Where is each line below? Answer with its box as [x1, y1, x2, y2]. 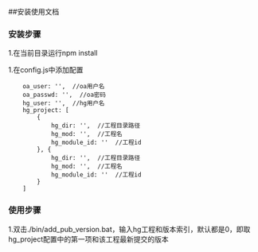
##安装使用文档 [8, 7, 60, 16]
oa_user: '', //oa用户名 [22, 83, 105, 91]
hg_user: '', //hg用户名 [22, 99, 105, 107]
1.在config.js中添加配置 [8, 65, 84, 75]
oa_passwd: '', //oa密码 [22, 91, 106, 99]
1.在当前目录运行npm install [8, 48, 98, 58]
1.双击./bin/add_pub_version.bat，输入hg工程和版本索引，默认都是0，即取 [8, 224, 251, 234]
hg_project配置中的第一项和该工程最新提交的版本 [8, 234, 169, 244]
